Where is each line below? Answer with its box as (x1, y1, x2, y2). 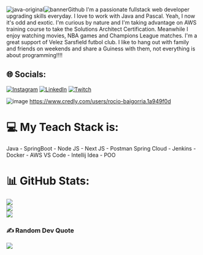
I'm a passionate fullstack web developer (85, 6, 190, 13)
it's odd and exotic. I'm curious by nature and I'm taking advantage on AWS (6, 19, 197, 26)
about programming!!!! (6, 52, 63, 58)
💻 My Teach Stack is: (6, 120, 119, 134)
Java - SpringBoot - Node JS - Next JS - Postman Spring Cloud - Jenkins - (6, 144, 196, 152)
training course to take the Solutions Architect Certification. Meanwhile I (6, 25, 188, 33)
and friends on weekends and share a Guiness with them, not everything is (6, 45, 196, 52)
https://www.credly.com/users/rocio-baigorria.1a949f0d (29, 97, 171, 104)
